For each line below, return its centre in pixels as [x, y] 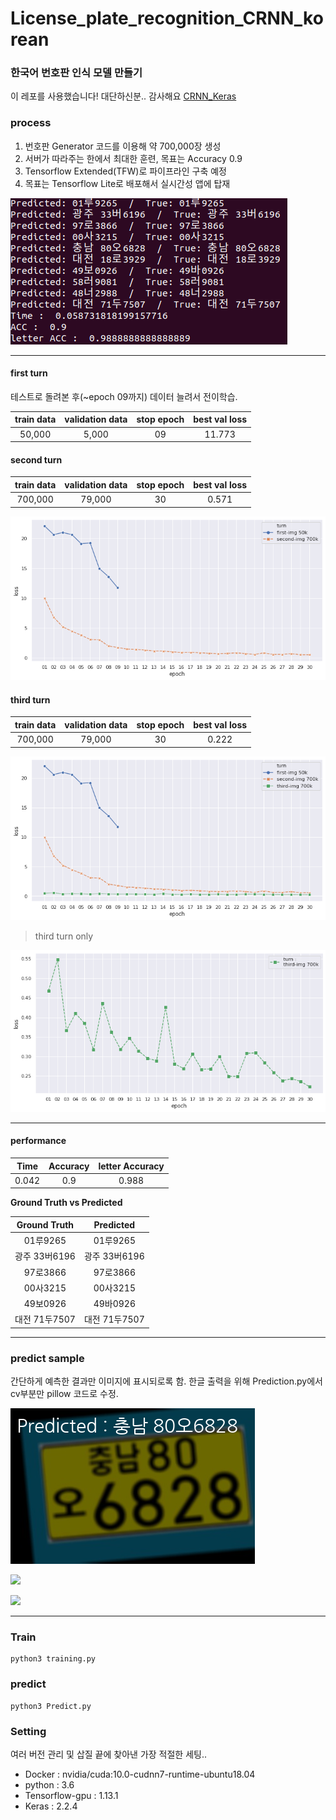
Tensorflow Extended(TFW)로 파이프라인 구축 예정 [125, 171]
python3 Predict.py [51, 1706]
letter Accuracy [131, 1166]
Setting [28, 1731]
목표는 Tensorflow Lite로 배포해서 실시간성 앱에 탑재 [127, 183]
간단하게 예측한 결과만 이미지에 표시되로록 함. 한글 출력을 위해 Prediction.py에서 [166, 1381]
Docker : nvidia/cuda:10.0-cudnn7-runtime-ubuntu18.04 [140, 1774]
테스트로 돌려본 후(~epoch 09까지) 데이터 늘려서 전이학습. [124, 396]
